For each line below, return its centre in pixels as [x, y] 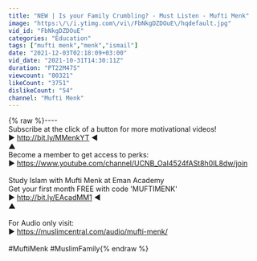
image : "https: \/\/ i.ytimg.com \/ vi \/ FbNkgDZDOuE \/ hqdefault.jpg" [120, 23]
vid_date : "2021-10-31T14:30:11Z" [66, 61]
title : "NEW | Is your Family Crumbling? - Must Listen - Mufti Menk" [129, 16]
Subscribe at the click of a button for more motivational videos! [112, 129]
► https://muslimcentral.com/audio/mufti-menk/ [88, 232]
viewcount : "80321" [41, 75]
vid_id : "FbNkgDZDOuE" [46, 31]
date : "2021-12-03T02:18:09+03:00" [68, 53]
